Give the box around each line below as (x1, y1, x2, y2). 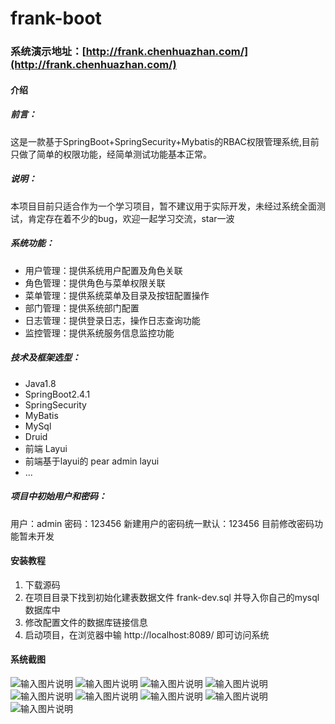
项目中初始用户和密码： (10, 490, 107, 502)
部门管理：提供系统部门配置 (24, 302, 140, 314)
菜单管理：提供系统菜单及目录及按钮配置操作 (24, 289, 210, 301)
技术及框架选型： (10, 352, 81, 364)
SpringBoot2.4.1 (24, 388, 91, 400)
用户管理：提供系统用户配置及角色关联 (24, 264, 183, 276)
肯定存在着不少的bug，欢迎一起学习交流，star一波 (27, 212, 235, 224)
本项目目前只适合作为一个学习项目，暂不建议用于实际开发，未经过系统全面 (10, 200, 317, 212)
